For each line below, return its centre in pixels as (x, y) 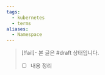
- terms (22, 23)
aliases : (17, 29)
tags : (13, 12)
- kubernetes (28, 18)
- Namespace (27, 35)
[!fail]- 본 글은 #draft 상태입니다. (60, 53)
